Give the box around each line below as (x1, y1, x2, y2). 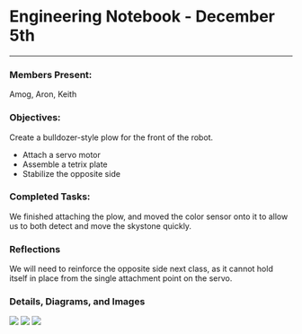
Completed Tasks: (9, 190, 91, 203)
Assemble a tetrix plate (22, 159, 108, 170)
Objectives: (9, 111, 61, 124)
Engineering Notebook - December (9, 6, 276, 27)
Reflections (9, 242, 61, 255)
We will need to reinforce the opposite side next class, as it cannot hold (9, 263, 274, 275)
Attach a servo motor (22, 149, 102, 160)
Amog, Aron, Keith (9, 89, 77, 100)
